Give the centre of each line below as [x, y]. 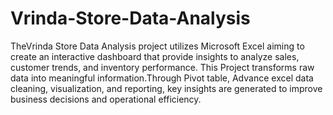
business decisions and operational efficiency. [106, 99]
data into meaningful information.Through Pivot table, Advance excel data [162, 78]
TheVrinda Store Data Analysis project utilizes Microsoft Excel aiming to [157, 46]
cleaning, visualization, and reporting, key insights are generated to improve [166, 88]
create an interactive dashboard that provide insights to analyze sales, [155, 56]
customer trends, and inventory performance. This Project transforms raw [162, 67]
